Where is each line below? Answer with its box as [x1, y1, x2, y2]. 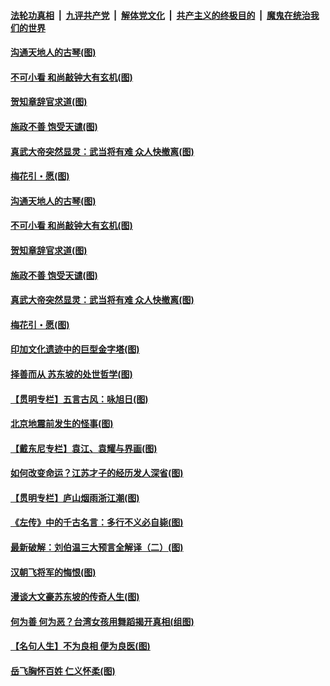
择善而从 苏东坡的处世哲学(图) [10, 368, 133, 380]
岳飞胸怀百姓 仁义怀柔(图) [10, 665, 116, 677]
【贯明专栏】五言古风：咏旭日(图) [10, 393, 149, 405]
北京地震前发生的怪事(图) [10, 418, 114, 430]
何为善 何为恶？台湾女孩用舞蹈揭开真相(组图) [10, 615, 195, 627]
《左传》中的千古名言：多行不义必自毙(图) [10, 516, 184, 529]
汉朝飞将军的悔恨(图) [10, 566, 97, 578]
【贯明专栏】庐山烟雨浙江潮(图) [10, 491, 140, 504]
